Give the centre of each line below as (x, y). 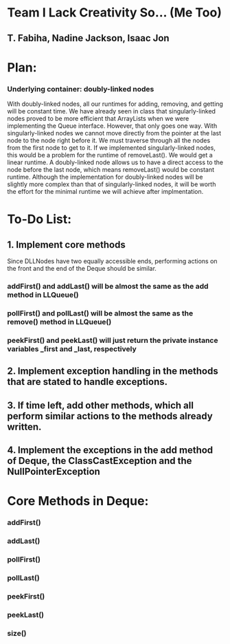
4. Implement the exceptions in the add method (110, 450)
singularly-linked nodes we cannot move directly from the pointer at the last (114, 133)
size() (17, 633)
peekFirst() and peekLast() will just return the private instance (113, 340)
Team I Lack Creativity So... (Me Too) (114, 13)
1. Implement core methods (66, 244)
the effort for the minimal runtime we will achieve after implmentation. (105, 192)
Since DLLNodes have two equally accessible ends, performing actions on (112, 261)
